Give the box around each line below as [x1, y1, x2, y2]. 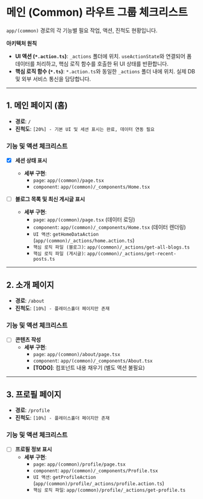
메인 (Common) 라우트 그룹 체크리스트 [6, 5, 188, 19]
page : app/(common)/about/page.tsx [33, 350, 121, 358]
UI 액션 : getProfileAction [33, 473, 97, 480]
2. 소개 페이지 [6, 280, 54, 290]
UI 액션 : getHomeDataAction [33, 230, 99, 238]
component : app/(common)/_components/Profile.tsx [33, 466, 158, 474]
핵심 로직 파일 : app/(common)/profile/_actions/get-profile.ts [33, 486, 186, 493]
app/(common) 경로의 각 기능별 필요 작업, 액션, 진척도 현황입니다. [6, 27, 158, 34]
